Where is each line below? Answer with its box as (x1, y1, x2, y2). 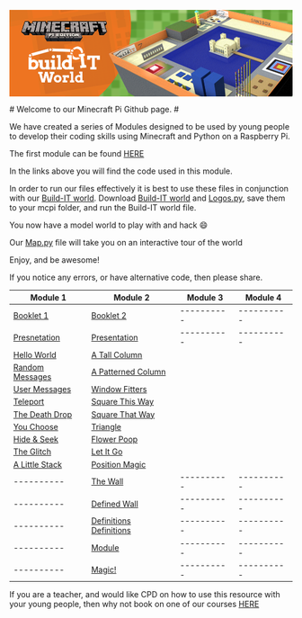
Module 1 (30, 291, 67, 302)
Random (13, 362, 45, 372)
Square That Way (91, 408, 155, 419)
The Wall (91, 476, 124, 487)
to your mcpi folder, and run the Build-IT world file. (9, 202, 197, 213)
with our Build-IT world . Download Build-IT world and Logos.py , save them (9, 193, 286, 203)
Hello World (13, 349, 57, 360)
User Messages (13, 384, 72, 395)
